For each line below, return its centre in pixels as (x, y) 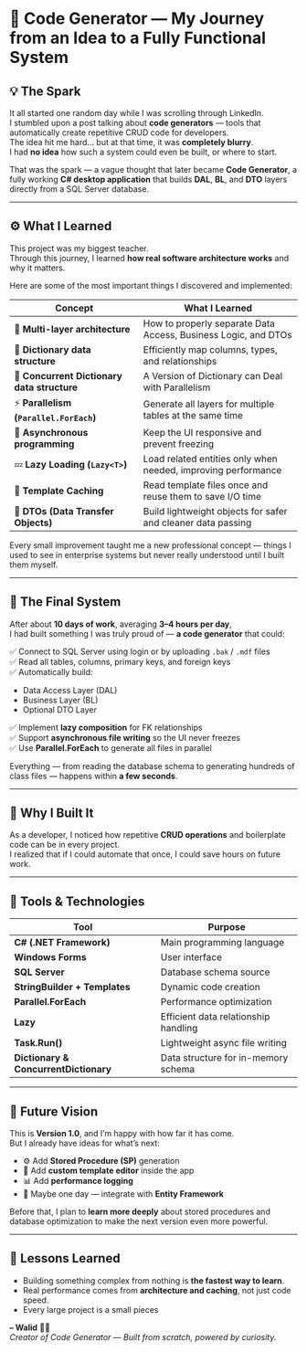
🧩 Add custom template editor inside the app (108, 1171)
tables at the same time (193, 416)
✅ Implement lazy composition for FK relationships (106, 727)
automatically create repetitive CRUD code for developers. (119, 132)
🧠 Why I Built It (52, 813)
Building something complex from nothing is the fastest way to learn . (153, 1280)
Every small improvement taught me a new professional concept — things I (150, 545)
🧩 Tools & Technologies (77, 901)
